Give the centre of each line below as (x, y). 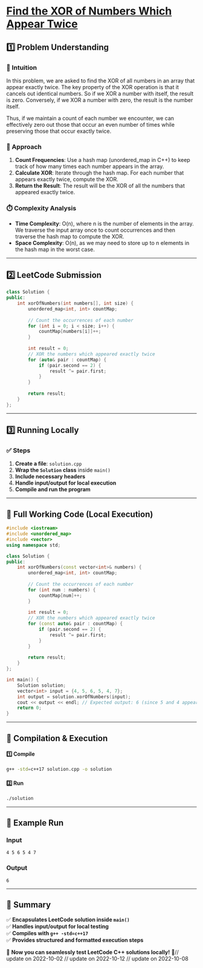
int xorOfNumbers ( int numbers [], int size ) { (76, 304)
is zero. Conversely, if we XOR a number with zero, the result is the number (100, 100)
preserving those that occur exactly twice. (59, 131)
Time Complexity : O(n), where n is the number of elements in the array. (105, 224)
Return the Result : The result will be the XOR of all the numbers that (100, 186)
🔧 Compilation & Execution (57, 738)
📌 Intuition (22, 67)
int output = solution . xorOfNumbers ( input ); (74, 697)
